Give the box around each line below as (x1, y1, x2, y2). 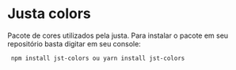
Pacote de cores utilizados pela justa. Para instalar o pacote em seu (7, 31, 229, 40)
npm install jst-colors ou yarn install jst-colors (10, 54, 185, 62)
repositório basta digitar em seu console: (7, 39, 142, 48)
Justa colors (7, 5, 92, 23)
